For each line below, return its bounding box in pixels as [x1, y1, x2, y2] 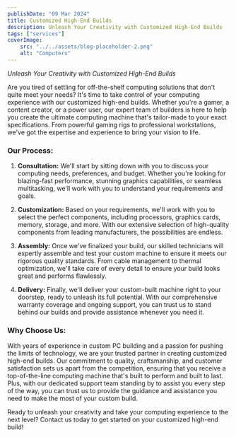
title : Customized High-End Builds [7, 17, 112, 24]
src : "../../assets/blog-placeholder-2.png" [20, 43, 153, 50]
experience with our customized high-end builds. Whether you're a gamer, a [7, 98, 230, 106]
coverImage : [7, 37, 42, 44]
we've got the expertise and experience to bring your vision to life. [7, 128, 201, 136]
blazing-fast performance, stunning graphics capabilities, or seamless [17, 177, 222, 185]
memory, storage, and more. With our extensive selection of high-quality [17, 221, 230, 229]
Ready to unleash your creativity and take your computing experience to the [7, 408, 229, 416]
